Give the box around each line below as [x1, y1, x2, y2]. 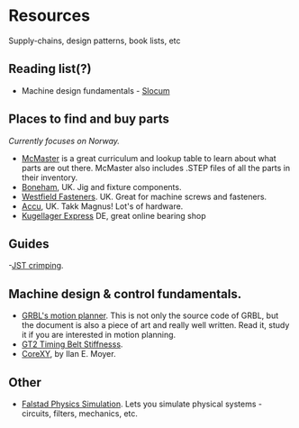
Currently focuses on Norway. [8, 135, 121, 146]
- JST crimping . [8, 260, 64, 271]
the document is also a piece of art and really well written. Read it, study [21, 320, 290, 331]
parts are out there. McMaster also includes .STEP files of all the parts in [21, 162, 291, 173]
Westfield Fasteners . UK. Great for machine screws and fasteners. [21, 191, 267, 202]
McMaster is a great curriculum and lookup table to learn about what [21, 152, 276, 163]
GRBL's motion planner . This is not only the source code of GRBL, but [21, 310, 279, 321]
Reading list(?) [8, 61, 92, 77]
